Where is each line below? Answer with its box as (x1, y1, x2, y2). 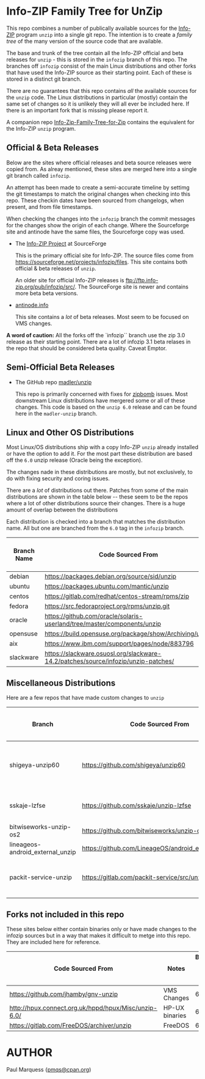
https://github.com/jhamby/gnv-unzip (9, 990, 118, 998)
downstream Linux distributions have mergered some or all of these (15, 397, 185, 404)
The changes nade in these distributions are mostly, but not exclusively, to (6, 469, 193, 476)
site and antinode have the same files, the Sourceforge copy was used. (6, 228, 185, 235)
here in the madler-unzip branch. (15, 409, 98, 417)
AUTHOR (6, 1046, 53, 1059)
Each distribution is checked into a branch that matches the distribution (6, 518, 186, 525)
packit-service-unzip (9, 873, 72, 882)
